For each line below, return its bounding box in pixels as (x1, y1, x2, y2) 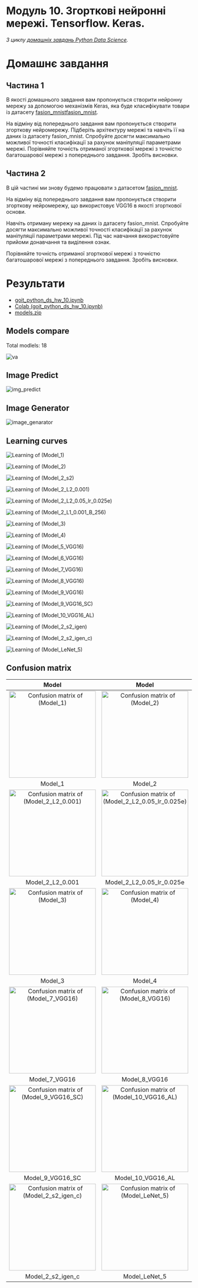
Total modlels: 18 (6, 341, 47, 349)
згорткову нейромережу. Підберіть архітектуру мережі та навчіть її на (6, 126, 185, 133)
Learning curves (6, 436, 68, 446)
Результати (6, 276, 65, 290)
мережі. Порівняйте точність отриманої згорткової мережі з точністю (6, 145, 182, 152)
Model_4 (133, 976, 157, 984)
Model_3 (40, 976, 65, 984)
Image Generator (6, 403, 70, 413)
